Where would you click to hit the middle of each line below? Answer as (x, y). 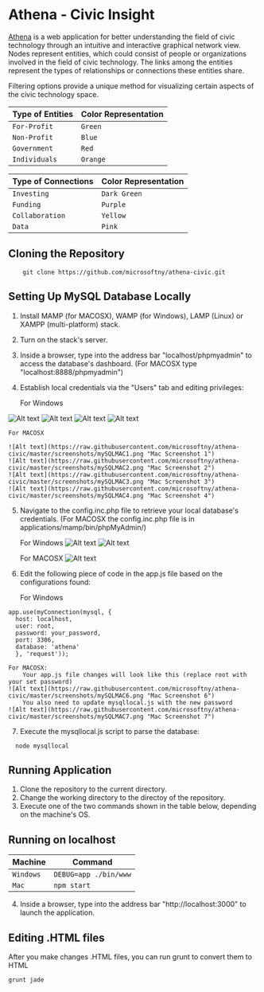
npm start (72, 886)
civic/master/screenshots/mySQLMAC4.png (76, 495)
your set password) (41, 682)
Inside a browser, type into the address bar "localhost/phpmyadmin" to (136, 355)
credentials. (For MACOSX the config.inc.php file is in (107, 518)
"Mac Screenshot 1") (181, 454)
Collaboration (39, 215)
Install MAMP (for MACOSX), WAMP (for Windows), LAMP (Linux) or (132, 315)
